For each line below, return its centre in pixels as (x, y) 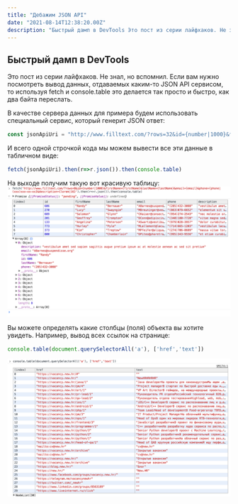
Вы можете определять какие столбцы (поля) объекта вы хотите (106, 328)
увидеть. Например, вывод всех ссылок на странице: (89, 335)
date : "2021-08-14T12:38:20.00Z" (57, 22)
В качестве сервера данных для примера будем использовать (103, 113)
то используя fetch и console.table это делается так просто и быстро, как (118, 92)
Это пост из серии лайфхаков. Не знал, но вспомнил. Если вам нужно (113, 77)
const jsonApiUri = (36, 135)
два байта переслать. (40, 99)
